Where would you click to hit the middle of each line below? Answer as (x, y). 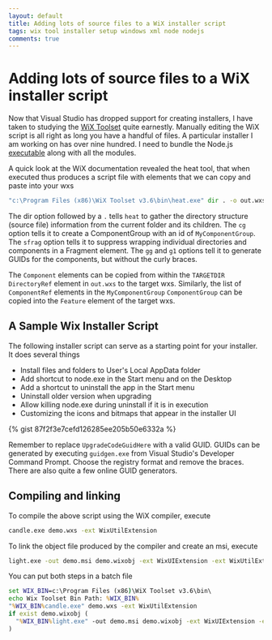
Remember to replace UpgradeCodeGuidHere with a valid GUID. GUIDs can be (134, 445)
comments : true (34, 39)
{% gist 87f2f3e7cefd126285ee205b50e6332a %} (92, 429)
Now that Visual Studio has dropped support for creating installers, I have (131, 118)
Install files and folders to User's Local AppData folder (110, 370)
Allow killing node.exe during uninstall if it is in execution (114, 404)
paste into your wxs (41, 186)
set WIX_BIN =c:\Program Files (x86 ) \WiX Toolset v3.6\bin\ (110, 591)
